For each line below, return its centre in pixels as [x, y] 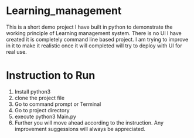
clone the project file [40, 98]
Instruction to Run [51, 76]
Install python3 [33, 91]
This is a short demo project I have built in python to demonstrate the [89, 27]
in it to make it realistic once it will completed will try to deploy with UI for [94, 46]
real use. [17, 51]
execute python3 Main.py [45, 116]
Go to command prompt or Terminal [58, 104]
